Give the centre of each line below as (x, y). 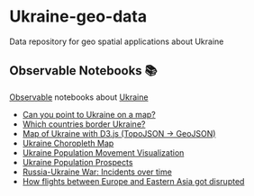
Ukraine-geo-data (78, 17)
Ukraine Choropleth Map (68, 143)
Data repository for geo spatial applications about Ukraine (117, 41)
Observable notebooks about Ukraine (79, 97)
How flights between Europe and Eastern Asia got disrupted (133, 181)
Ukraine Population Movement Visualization (103, 152)
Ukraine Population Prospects (77, 162)
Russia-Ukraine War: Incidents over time (97, 172)
